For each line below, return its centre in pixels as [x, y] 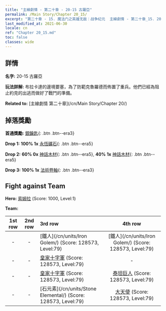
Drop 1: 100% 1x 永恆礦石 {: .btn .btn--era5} [49, 144]
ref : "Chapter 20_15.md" [31, 33]
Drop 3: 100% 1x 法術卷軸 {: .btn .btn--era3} [50, 170]
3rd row [49, 224]
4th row [132, 224]
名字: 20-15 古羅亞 [24, 76]
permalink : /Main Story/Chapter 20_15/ [46, 14]
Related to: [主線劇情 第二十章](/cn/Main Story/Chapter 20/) [66, 103]
